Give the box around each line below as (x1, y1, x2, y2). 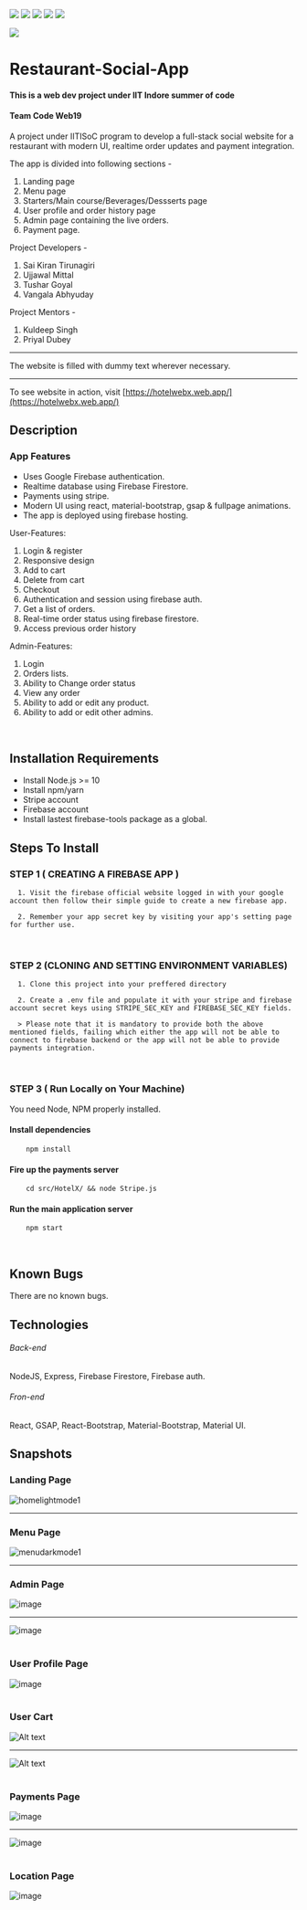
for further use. (9, 921, 76, 930)
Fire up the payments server (9, 1164, 119, 1175)
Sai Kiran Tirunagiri (22, 259, 96, 270)
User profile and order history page (22, 205, 156, 216)
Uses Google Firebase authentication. (22, 470, 165, 481)
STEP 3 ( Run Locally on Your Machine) (9, 1082, 185, 1095)
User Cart (9, 1711, 53, 1724)
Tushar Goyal (22, 279, 73, 290)
